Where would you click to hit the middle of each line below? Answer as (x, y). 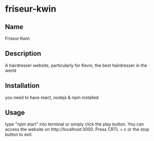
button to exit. (19, 135)
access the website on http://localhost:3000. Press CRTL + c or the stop (77, 129)
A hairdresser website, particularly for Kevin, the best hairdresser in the (76, 65)
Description (23, 54)
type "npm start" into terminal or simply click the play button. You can (75, 124)
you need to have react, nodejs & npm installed (52, 97)
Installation (22, 86)
